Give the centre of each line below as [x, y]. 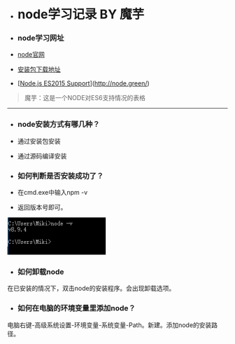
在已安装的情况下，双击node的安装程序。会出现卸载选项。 [91, 289]
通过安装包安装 [39, 141]
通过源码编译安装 [42, 156]
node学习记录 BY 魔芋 [81, 14]
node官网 [31, 55]
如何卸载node [41, 272]
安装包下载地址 [39, 69]
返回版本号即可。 [42, 207]
